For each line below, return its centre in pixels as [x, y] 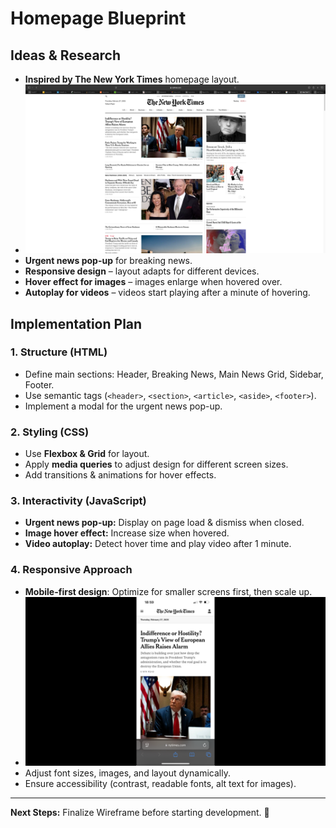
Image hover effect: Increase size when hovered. [127, 533]
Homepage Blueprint [98, 18]
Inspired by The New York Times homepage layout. [132, 79]
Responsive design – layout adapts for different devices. [142, 271]
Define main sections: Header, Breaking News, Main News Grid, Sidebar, [174, 374]
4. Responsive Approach [71, 570]
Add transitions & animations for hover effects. [120, 475]
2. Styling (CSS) [50, 432]
